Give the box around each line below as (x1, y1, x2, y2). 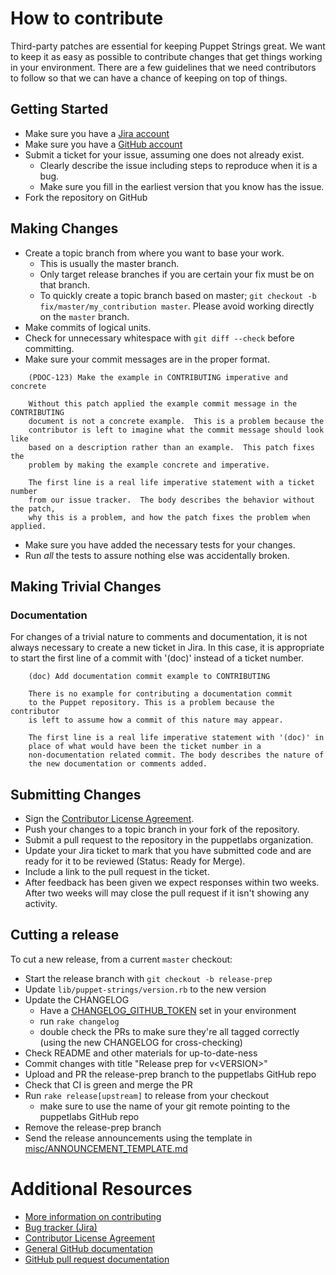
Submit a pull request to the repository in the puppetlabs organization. (24, 834, 314, 846)
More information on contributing (24, 1210, 162, 1222)
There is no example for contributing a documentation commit (28, 689, 293, 699)
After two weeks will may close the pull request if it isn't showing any (24, 887, 310, 899)
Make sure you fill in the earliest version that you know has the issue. (39, 180, 325, 192)
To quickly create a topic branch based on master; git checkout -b (39, 289, 317, 301)
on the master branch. (39, 310, 130, 322)
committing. (24, 342, 75, 354)
